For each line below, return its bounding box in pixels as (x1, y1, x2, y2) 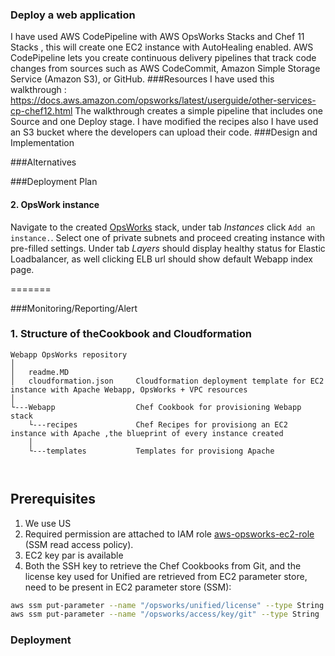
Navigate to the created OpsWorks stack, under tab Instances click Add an (10, 221, 316, 233)
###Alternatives (10, 156, 77, 168)
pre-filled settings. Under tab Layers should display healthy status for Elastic (10, 242, 326, 254)
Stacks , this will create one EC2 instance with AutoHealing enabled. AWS (10, 41, 314, 53)
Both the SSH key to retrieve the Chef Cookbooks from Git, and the (24, 559, 302, 572)
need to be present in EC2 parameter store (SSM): (24, 581, 232, 593)
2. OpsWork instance (10, 198, 100, 210)
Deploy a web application (10, 8, 136, 22)
